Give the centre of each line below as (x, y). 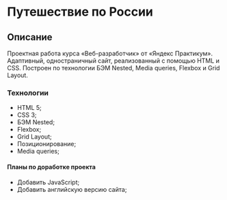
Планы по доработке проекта (51, 167)
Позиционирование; (46, 144)
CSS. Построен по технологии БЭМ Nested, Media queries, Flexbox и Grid (113, 68)
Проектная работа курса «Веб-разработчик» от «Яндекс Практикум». (110, 53)
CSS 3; (27, 115)
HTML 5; (29, 108)
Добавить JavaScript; (48, 182)
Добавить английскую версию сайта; (72, 189)
